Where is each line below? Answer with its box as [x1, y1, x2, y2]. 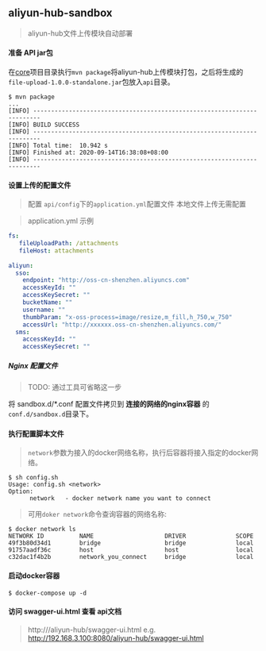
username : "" [22, 306, 66, 314]
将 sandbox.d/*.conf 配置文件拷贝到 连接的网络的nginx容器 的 [8, 399, 210, 409]
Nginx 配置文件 [8, 360, 58, 370]
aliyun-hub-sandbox [8, 6, 113, 20]
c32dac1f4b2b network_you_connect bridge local [8, 553, 254, 561]
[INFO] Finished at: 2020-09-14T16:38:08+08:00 [8, 148, 169, 157]
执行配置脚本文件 [8, 429, 64, 438]
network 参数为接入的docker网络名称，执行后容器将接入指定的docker [27, 448, 252, 457]
